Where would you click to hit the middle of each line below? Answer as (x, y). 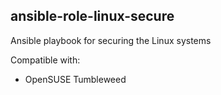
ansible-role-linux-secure (92, 16)
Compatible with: (45, 60)
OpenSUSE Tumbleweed (75, 79)
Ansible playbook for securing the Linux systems (111, 40)
